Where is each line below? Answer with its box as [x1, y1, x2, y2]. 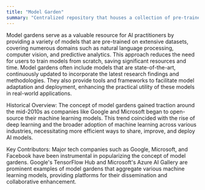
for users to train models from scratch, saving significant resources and [6, 57, 187, 65]
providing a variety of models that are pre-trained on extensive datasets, [6, 38, 189, 45]
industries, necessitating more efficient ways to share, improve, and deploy [6, 127, 195, 135]
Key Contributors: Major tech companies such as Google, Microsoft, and [6, 146, 188, 153]
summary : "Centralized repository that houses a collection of [6, 15, 171, 21]
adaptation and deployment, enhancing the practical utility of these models [6, 83, 195, 90]
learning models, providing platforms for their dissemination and [6, 171, 168, 178]
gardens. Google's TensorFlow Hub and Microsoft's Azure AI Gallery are [6, 158, 188, 166]
